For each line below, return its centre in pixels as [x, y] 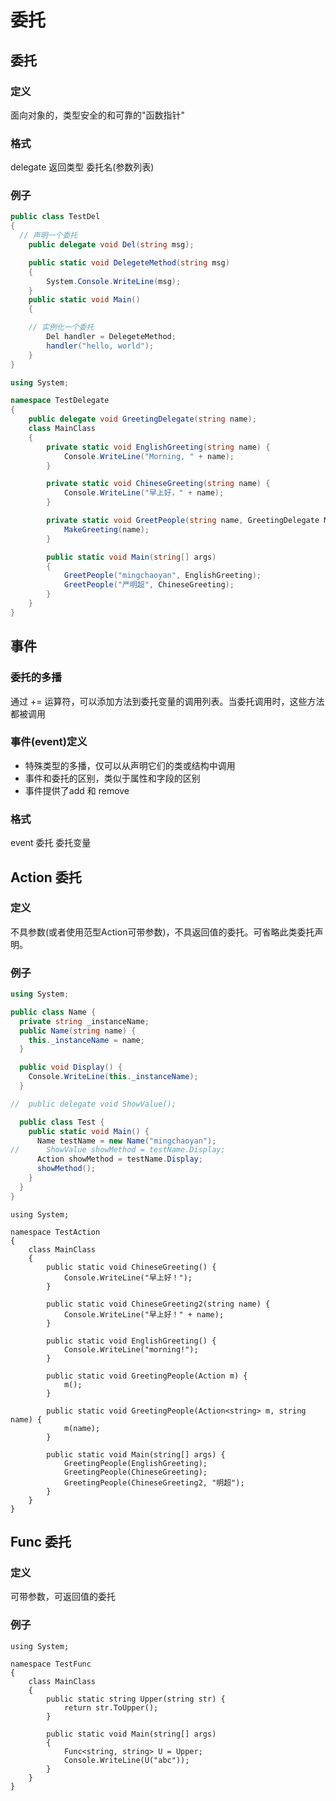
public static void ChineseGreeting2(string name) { [158, 1304]
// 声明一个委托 [48, 236]
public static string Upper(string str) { [136, 1699]
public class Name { [53, 1012]
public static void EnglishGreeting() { [131, 1341]
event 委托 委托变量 [51, 843]
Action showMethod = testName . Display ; [119, 1159]
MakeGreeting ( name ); [106, 529]
